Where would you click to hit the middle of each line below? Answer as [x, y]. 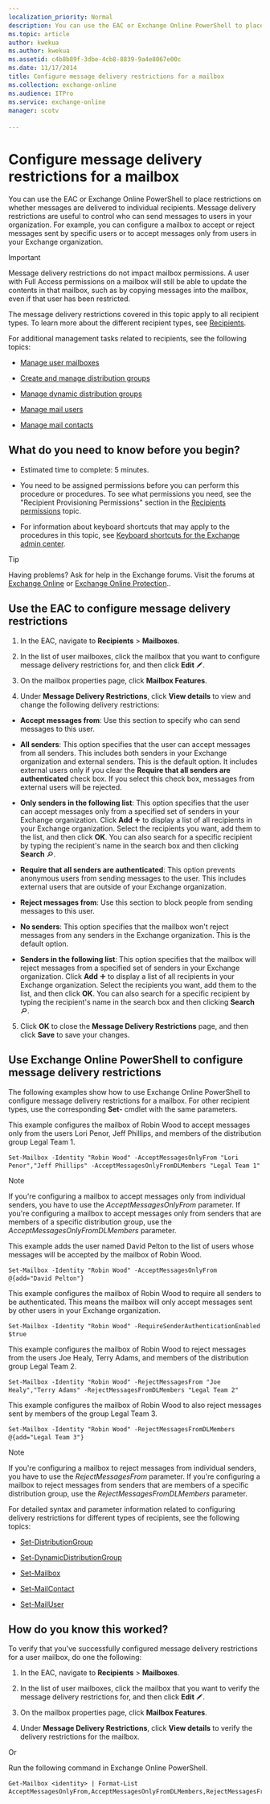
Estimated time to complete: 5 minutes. [84, 469]
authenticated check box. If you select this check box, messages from [137, 778]
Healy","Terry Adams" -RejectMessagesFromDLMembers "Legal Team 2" [124, 1390]
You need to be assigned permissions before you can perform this [129, 485]
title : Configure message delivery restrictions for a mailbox [117, 76]
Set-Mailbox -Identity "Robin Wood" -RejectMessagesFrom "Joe [115, 1382]
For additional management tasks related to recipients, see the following [128, 339]
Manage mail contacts [57, 425]
